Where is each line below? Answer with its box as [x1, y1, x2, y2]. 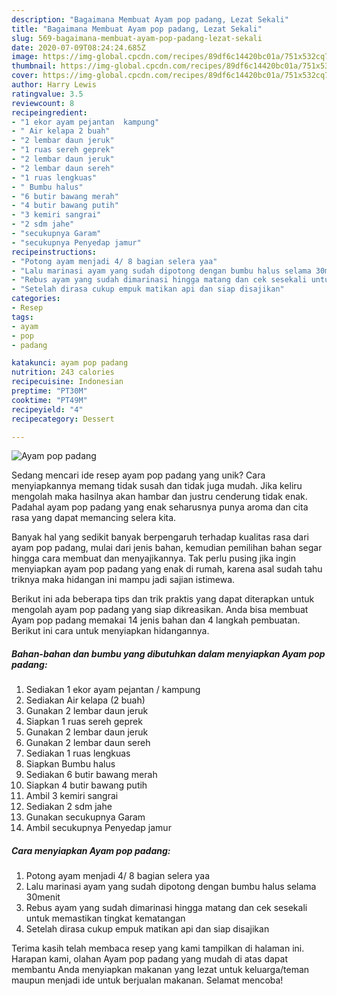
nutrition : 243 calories [11, 367, 115, 378]
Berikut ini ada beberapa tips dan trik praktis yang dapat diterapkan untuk [11, 593, 315, 605]
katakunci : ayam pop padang [11, 358, 129, 368]
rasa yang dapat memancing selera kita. [11, 512, 177, 524]
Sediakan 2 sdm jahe [25, 801, 113, 813]
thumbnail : [11, 61, 57, 71]
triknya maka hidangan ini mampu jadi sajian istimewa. [11, 574, 236, 586]
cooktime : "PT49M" [11, 395, 88, 405]
